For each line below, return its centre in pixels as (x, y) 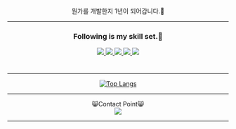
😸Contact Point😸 (118, 104)
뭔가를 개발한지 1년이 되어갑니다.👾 (118, 11)
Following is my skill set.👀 (118, 36)
